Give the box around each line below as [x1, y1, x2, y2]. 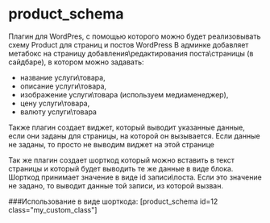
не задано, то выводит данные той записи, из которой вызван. [8, 180, 224, 190]
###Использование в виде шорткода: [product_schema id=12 [8, 196, 218, 206]
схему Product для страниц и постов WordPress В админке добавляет [8, 39, 249, 49]
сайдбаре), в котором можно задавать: [8, 57, 144, 67]
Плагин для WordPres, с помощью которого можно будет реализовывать [8, 31, 261, 41]
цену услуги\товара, [19, 98, 90, 108]
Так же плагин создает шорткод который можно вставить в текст [8, 155, 235, 165]
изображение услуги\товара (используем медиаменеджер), [19, 89, 229, 99]
